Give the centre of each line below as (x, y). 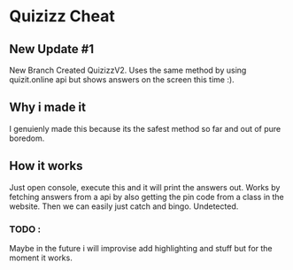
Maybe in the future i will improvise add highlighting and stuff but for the (141, 248)
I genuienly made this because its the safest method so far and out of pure (145, 128)
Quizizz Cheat (62, 16)
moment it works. (41, 258)
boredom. (27, 138)
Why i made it (48, 108)
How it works (46, 166)
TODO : (25, 229)
